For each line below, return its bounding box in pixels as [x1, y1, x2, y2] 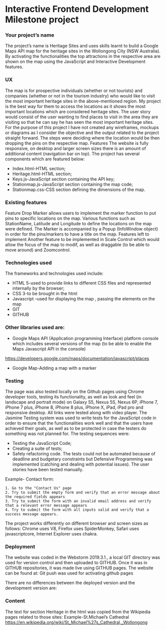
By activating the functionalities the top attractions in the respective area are [5, 53, 161, 59]
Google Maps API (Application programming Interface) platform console [12, 335, 159, 341]
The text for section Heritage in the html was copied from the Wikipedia [5, 609, 151, 615]
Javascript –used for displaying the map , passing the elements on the [12, 296, 155, 302]
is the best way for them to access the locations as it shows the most [5, 103, 146, 109]
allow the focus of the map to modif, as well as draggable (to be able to [5, 242, 150, 248]
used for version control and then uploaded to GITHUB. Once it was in [5, 560, 148, 566]
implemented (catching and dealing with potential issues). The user [12, 461, 150, 467]
